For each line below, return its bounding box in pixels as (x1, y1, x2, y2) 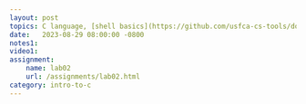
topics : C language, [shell (9, 22, 117, 31)
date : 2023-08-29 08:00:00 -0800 (9, 30, 145, 39)
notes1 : (9, 38, 39, 48)
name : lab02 (25, 64, 71, 73)
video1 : (9, 47, 39, 56)
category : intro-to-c (9, 80, 92, 90)
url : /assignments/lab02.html (25, 72, 141, 81)
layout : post (9, 13, 59, 23)
